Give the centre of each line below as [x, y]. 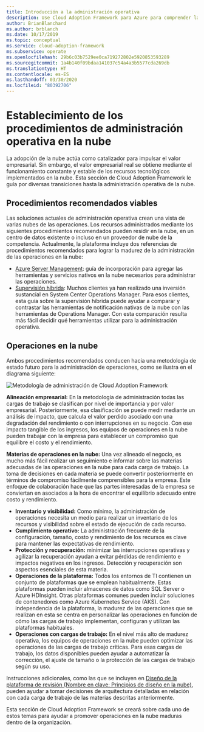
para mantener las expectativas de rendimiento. [75, 543]
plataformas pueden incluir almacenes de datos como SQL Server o [100, 588]
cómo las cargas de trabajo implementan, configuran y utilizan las [97, 621]
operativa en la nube [59, 141]
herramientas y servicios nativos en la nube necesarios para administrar [105, 275]
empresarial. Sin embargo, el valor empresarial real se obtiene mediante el [99, 164]
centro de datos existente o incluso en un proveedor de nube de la [90, 237]
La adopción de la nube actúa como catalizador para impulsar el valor [93, 158]
